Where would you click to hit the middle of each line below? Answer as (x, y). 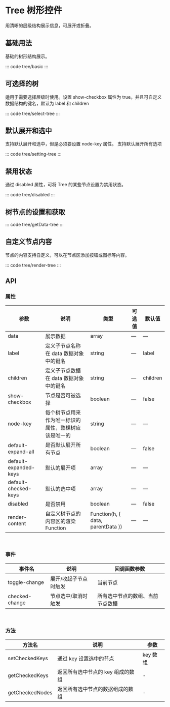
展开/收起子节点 (69, 579)
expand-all (21, 452)
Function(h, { (105, 514)
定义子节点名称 (63, 345)
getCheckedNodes (30, 693)
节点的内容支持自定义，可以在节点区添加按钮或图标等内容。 (67, 255)
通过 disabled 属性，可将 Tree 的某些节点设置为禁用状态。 (66, 185)
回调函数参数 (130, 569)
